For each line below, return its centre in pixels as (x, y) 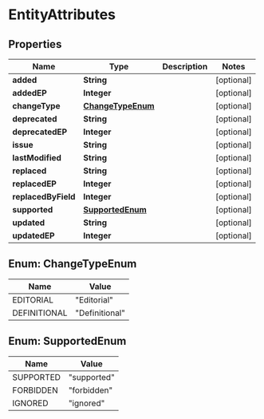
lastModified (37, 158)
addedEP (30, 93)
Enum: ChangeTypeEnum (73, 264)
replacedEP (35, 184)
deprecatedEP (40, 132)
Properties (35, 44)
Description (185, 67)
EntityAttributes (62, 15)
